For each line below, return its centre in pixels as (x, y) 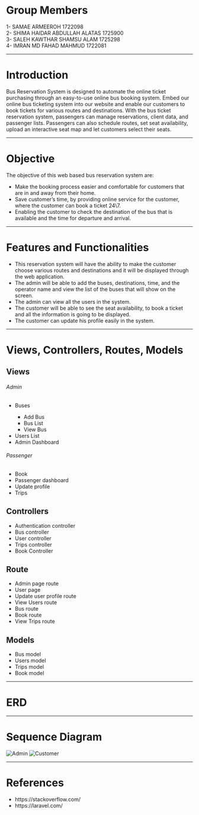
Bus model (28, 654)
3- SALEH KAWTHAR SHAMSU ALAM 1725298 (63, 39)
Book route (28, 615)
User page (28, 590)
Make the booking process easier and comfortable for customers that (99, 187)
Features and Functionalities (78, 248)
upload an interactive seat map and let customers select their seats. (89, 129)
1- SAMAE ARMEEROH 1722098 (45, 27)
